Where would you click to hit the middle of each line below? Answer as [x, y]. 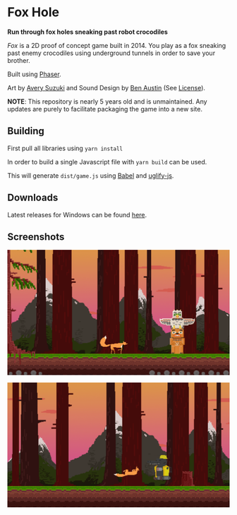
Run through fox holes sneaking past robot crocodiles [87, 32]
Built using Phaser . [34, 74]
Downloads [33, 198]
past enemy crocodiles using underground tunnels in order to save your [111, 53]
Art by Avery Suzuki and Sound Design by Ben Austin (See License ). [107, 87]
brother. [19, 60]
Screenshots [36, 237]
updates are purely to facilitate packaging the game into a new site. [105, 109]
